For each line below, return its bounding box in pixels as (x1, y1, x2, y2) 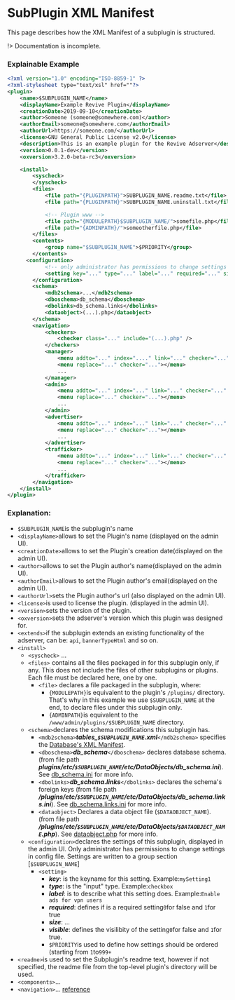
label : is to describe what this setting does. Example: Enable (48, 889, 220, 898)
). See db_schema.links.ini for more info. (51, 799, 167, 808)
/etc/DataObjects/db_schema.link (124, 792, 226, 801)
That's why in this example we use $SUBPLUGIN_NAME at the (48, 696, 215, 704)
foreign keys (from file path (38, 785, 117, 793)
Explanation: (7, 508, 51, 518)
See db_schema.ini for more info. (38, 770, 134, 778)
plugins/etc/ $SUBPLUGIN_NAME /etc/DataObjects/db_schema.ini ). (38, 762, 224, 771)
